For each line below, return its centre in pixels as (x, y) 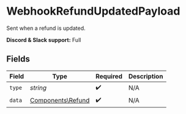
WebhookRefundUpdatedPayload (93, 11)
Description (146, 76)
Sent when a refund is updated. (46, 28)
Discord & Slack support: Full (44, 40)
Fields (18, 59)
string (38, 88)
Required (109, 76)
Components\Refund (60, 101)
